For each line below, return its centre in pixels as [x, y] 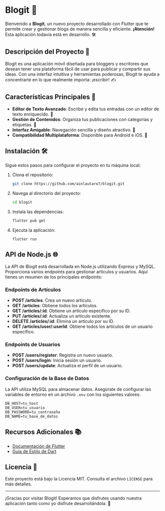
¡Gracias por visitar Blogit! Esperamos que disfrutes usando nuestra [73, 498]
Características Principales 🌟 [50, 97]
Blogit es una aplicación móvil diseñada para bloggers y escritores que [77, 64]
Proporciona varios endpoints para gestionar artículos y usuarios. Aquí [77, 271]
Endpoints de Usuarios [33, 344]
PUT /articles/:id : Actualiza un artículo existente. [62, 316]
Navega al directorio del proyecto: [46, 193]
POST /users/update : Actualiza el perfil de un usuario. [67, 366]
